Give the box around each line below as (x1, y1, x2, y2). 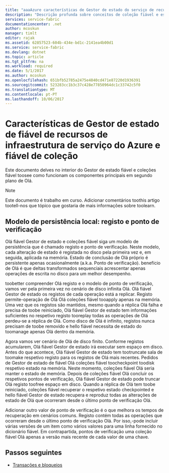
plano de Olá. (5, 178, 33, 184)
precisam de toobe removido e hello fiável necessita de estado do (5, 323, 142, 329)
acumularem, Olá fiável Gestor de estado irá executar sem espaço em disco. (5, 344, 163, 349)
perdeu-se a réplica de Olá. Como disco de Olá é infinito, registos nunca (5, 318, 155, 324)
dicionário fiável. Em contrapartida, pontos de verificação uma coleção (5, 429, 152, 434)
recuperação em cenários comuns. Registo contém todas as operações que (5, 412, 162, 419)
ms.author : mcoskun (5, 73, 46, 78)
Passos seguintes (5, 448, 62, 457)
